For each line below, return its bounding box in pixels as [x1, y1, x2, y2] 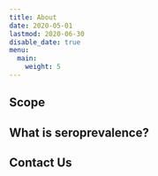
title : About [9, 12, 57, 22]
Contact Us [9, 156, 72, 171]
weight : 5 [25, 63, 62, 72]
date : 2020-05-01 [9, 21, 73, 30]
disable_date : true [9, 37, 81, 47]
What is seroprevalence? [9, 125, 150, 140]
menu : [9, 46, 29, 55]
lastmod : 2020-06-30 [9, 29, 86, 38]
